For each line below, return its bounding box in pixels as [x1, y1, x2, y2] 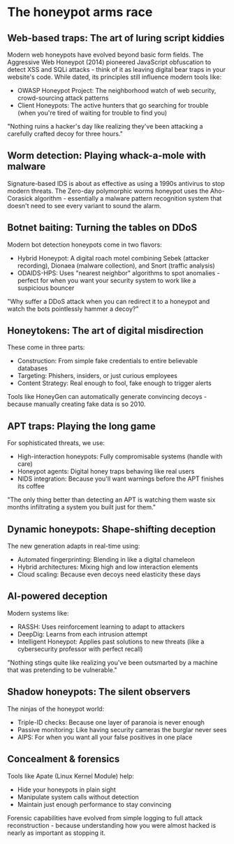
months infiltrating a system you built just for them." [7, 503, 156, 511]
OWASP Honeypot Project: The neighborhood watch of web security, [17, 87, 217, 94]
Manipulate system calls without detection [17, 792, 140, 801]
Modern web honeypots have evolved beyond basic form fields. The [7, 50, 204, 59]
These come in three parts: [7, 343, 85, 351]
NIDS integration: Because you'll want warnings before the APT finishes [17, 474, 224, 483]
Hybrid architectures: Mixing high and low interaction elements [17, 563, 198, 572]
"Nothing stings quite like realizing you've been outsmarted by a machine [7, 658, 218, 667]
